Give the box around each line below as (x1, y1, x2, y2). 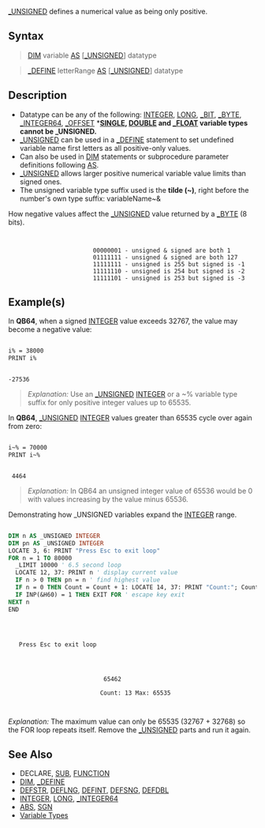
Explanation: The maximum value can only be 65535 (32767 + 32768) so (8, 717, 246, 726)
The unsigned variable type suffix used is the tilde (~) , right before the (19, 185, 249, 194)
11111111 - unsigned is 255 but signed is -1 (92, 260, 245, 268)
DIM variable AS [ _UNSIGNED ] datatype (27, 51, 157, 60)
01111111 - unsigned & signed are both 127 (92, 253, 238, 262)
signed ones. (19, 177, 62, 186)
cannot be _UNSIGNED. (19, 126, 97, 136)
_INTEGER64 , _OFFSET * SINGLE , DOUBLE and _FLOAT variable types (19, 118, 248, 127)
